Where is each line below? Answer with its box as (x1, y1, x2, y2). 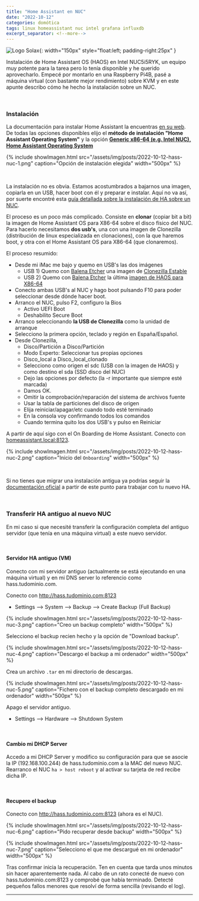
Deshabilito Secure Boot (23, 312, 83, 319)
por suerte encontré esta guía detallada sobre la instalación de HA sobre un (6, 195, 191, 203)
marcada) (23, 381, 47, 388)
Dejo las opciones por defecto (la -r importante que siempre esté (23, 374, 182, 382)
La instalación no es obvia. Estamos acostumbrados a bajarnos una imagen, (6, 183, 191, 190)
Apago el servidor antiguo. (6, 703, 71, 711)
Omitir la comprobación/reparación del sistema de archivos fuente (23, 393, 185, 400)
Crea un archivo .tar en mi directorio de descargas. (6, 668, 133, 675)
